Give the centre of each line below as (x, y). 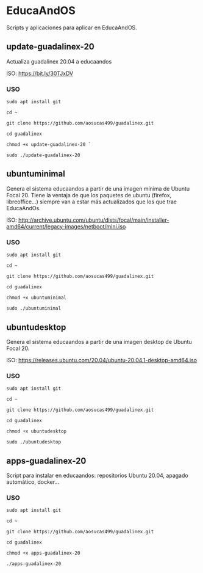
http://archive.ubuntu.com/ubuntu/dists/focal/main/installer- (94, 220)
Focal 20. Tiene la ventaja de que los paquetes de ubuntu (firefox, (89, 195)
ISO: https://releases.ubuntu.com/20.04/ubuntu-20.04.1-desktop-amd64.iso (101, 360)
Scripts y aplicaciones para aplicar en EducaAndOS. (72, 27)
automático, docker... (33, 482)
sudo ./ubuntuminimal (34, 308)
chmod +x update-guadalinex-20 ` (49, 145)
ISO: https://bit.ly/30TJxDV (40, 73)
